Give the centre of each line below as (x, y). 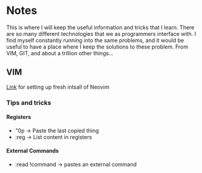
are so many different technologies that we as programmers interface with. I (101, 33)
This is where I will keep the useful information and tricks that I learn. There (100, 27)
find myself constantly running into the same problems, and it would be (95, 40)
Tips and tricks (29, 103)
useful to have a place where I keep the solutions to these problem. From (97, 47)
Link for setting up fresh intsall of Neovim (58, 87)
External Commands (32, 151)
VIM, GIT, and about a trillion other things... (60, 53)
